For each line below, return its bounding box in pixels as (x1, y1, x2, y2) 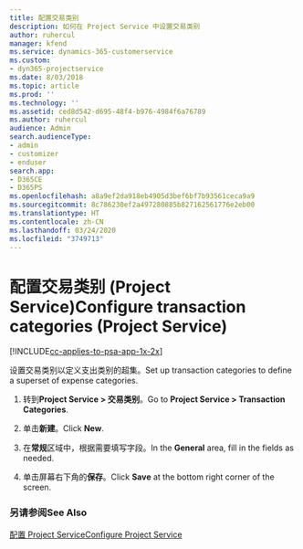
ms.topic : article (9, 81, 79, 90)
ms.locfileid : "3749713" (9, 234, 104, 243)
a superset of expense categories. (9, 375, 139, 386)
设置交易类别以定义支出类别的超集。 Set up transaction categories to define (9, 364, 292, 375)
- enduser (9, 157, 47, 167)
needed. (22, 453, 55, 464)
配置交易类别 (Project (9, 276, 172, 297)
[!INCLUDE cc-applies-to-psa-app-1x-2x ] (9, 346, 163, 357)
